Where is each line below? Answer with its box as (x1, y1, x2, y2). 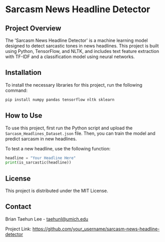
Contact (5, 202, 31, 211)
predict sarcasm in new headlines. (5, 136, 77, 142)
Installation (5, 68, 42, 77)
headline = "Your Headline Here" (5, 155, 76, 160)
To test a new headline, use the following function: (5, 145, 111, 151)
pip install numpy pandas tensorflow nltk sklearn (5, 97, 115, 102)
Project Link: (5, 226, 31, 232)
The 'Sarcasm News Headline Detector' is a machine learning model (5, 37, 148, 43)
